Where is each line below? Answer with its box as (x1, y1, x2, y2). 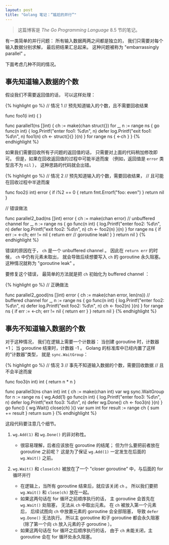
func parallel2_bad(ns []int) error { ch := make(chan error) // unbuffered (5, 216, 155, 222)
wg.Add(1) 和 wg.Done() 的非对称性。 (12, 432, 89, 438)
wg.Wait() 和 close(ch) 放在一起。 (20, 489, 92, 496)
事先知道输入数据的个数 (5, 77, 79, 86)
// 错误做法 (5, 205, 28, 211)
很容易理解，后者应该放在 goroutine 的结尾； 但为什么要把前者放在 (20, 442, 160, 448)
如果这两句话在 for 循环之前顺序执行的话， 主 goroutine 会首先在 (20, 496, 155, 502)
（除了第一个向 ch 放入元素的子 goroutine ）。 (20, 521, 115, 527)
